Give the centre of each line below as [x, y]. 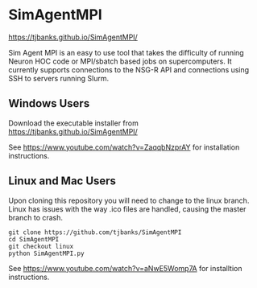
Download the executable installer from [74, 123]
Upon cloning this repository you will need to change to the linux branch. [129, 200]
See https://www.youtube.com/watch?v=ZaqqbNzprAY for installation [124, 147]
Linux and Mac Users [62, 181]
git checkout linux [41, 246]
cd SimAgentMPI [34, 239]
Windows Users [49, 103]
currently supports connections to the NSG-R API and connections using [129, 69]
